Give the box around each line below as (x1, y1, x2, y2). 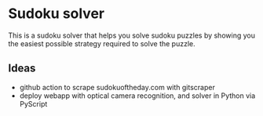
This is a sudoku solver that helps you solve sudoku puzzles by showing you (8, 31, 255, 40)
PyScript (19, 99, 48, 108)
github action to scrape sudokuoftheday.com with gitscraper (19, 82, 216, 92)
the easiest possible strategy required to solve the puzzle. (8, 38, 195, 48)
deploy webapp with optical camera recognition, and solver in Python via (19, 91, 256, 100)
